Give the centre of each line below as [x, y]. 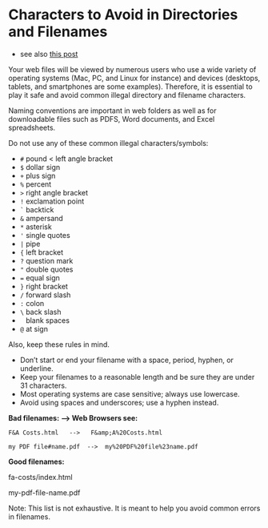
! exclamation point [52, 201]
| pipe [30, 244]
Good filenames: [36, 461]
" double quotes [46, 269]
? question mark [46, 260]
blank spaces [48, 320]
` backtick [37, 209]
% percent [36, 184]
